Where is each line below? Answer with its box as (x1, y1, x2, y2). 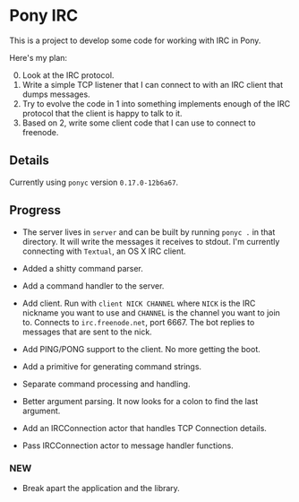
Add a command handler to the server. (21, 280, 165, 291)
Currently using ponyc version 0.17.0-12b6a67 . (9, 177, 179, 187)
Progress (9, 203, 61, 218)
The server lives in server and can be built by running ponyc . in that (21, 226, 276, 238)
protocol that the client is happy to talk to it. (21, 108, 183, 118)
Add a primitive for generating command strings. (21, 360, 202, 372)
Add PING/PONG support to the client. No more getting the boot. (21, 343, 261, 354)
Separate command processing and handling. (21, 378, 191, 389)
